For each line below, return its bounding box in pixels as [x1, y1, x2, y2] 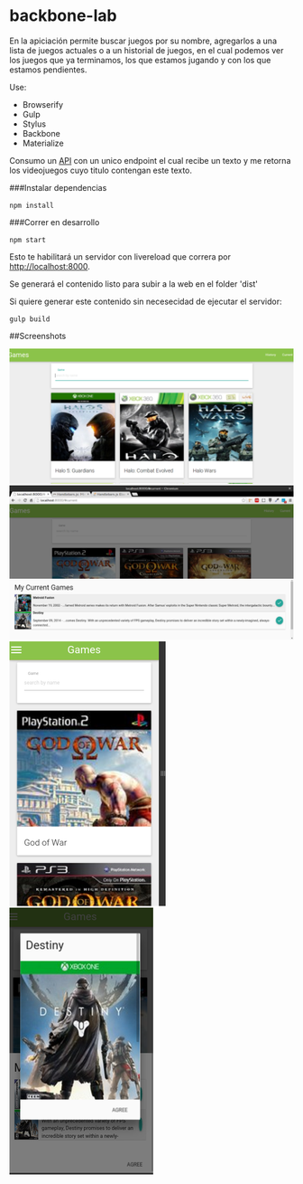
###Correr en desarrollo [9, 216, 100, 227]
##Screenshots [9, 330, 67, 341]
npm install [9, 201, 54, 210]
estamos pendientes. [9, 64, 87, 75]
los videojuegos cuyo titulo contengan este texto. [9, 165, 192, 175]
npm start [9, 235, 47, 244]
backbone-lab [9, 5, 117, 26]
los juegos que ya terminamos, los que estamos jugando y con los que [9, 54, 271, 65]
